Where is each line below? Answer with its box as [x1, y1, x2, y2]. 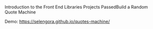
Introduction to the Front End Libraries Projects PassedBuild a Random [4, 4, 148, 10]
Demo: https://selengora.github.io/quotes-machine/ [4, 19, 110, 24]
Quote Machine [4, 9, 36, 15]
